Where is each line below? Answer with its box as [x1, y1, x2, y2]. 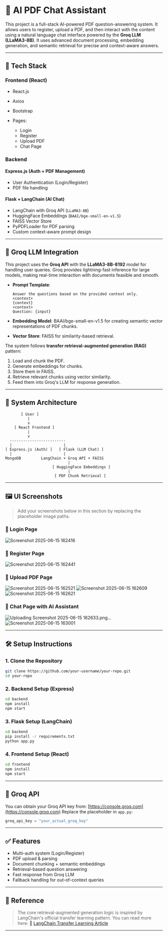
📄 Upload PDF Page [5, 574, 53, 581]
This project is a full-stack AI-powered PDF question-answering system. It [5, 21, 158, 27]
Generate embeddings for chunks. [12, 363, 83, 369]
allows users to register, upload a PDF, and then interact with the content [5, 26, 155, 32]
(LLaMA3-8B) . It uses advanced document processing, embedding [5, 37, 144, 43]
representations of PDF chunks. [12, 323, 78, 329]
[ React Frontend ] [14, 425, 55, 430]
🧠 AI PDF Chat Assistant [5, 5, 106, 16]
